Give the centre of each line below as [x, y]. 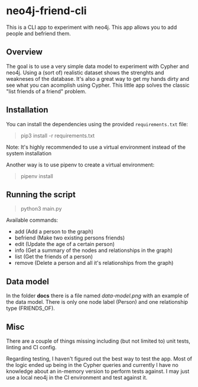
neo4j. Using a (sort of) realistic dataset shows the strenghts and [85, 73]
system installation [29, 153]
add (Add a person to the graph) [54, 232]
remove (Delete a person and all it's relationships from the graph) [94, 263]
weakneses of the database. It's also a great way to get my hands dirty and [98, 78]
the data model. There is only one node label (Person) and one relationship [97, 302]
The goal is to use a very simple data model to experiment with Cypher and [98, 66]
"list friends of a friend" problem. [46, 91]
